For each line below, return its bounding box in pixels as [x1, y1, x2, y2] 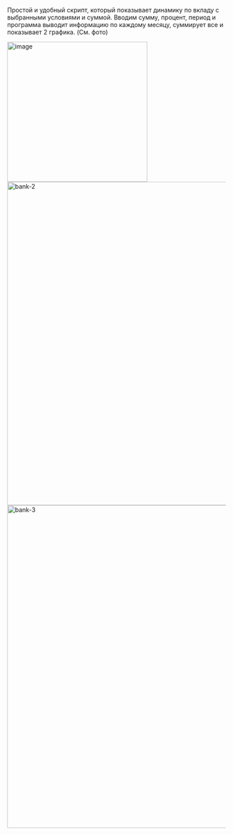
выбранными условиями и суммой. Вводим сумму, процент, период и [7, 13, 216, 21]
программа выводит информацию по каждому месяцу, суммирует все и [7, 21, 224, 28]
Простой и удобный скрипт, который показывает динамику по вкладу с [7, 6, 220, 14]
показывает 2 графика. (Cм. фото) [7, 28, 109, 36]
